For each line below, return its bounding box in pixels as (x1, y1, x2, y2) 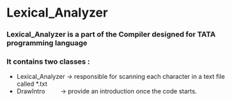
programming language (6, 38, 88, 48)
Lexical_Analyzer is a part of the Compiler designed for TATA (6, 30, 216, 39)
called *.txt (16, 80, 48, 88)
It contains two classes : (6, 57, 90, 66)
